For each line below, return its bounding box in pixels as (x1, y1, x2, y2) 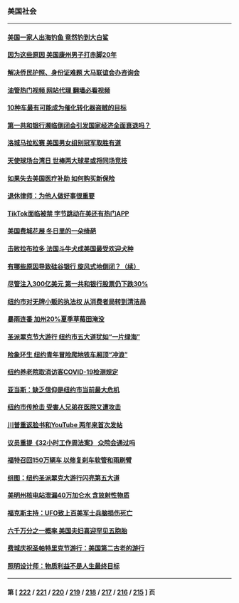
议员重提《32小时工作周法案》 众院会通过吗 (7, 438, 136, 446)
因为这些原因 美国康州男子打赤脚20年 (7, 51, 117, 59)
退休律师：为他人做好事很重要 (7, 192, 95, 200)
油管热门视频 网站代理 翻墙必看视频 (7, 85, 110, 94)
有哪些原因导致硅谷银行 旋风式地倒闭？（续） (7, 262, 140, 271)
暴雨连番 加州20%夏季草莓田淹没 (7, 315, 105, 323)
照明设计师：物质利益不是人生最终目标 (7, 561, 119, 570)
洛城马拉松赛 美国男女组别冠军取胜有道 (7, 139, 122, 147)
